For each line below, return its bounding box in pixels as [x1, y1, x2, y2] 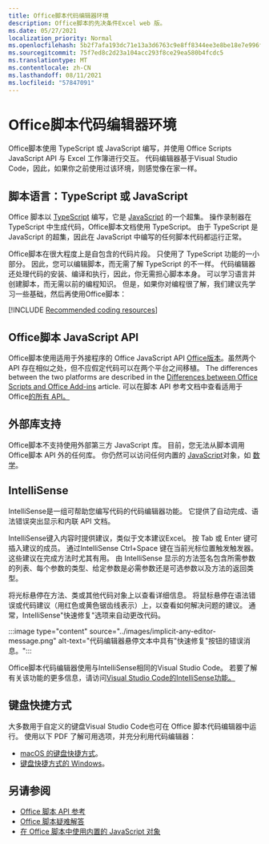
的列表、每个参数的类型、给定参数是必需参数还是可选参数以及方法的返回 [8, 563, 247, 573]
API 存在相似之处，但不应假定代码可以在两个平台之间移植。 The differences [8, 364, 259, 373]
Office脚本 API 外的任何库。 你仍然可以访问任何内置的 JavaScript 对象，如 [8, 450, 251, 460]
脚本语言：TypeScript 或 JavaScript [8, 189, 188, 203]
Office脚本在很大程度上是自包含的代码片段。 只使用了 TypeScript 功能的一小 [8, 249, 260, 259]
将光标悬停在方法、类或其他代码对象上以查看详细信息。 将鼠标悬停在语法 [8, 590, 249, 600]
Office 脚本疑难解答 [19, 817, 85, 826]
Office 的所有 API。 [8, 392, 70, 401]
